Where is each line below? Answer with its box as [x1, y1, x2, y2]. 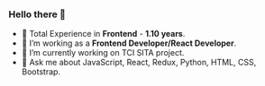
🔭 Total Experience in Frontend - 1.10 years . [21, 29, 186, 39]
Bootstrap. [21, 66, 60, 77]
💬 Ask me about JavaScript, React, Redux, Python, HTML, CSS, [21, 57, 257, 68]
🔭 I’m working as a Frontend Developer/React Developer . [21, 38, 237, 48]
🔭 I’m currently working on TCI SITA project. [21, 47, 185, 58]
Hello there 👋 [8, 8, 67, 21]
